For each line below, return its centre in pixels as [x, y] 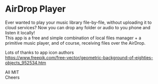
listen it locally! [20, 33]
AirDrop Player [35, 9]
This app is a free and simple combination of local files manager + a [73, 38]
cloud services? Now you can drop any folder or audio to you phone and [78, 27]
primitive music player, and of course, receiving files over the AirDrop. [75, 43]
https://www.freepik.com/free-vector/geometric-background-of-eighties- [79, 57]
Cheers [12, 77]
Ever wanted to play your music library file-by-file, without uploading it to [79, 22]
